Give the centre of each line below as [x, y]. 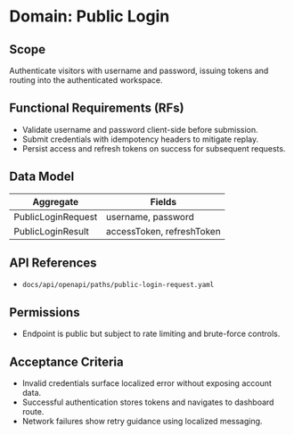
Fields [163, 201]
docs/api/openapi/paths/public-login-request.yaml [118, 285]
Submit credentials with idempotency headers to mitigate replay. [140, 139]
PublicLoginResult [51, 231]
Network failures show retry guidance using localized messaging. [142, 422]
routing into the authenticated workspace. [86, 80]
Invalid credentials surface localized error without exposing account [147, 383]
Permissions [45, 312]
